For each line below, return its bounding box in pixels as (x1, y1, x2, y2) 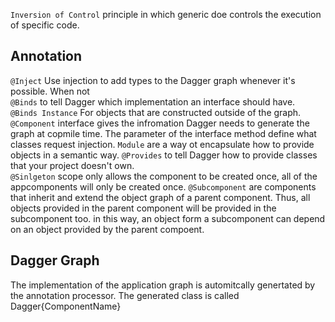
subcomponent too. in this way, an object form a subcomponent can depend (10, 212, 326, 224)
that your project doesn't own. (10, 159, 135, 171)
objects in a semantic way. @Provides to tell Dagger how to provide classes (10, 149, 318, 161)
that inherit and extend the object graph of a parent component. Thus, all (10, 191, 311, 203)
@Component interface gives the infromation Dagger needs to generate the (10, 117, 310, 129)
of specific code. (10, 19, 80, 31)
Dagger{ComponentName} (10, 300, 122, 312)
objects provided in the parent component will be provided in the (10, 202, 277, 214)
